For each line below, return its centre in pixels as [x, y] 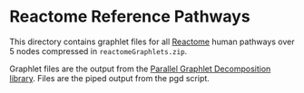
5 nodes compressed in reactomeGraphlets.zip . [98, 51]
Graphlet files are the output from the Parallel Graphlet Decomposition [140, 69]
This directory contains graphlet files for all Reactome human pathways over [152, 42]
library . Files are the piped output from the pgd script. [110, 78]
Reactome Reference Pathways [130, 17]
